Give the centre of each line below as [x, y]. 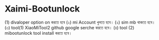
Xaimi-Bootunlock [42, 9]
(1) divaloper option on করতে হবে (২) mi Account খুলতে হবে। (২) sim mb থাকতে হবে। [80, 22]
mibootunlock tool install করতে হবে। [38, 33]
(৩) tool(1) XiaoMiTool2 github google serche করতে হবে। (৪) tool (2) [69, 27]
